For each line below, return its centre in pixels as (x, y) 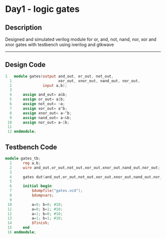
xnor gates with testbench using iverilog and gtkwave (60, 45)
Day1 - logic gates (42, 9)
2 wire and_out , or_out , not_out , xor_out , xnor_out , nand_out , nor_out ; (85, 168)
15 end (18, 228)
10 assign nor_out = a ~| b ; (38, 122)
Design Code (25, 65)
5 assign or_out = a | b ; (37, 99)
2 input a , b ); (39, 85)
